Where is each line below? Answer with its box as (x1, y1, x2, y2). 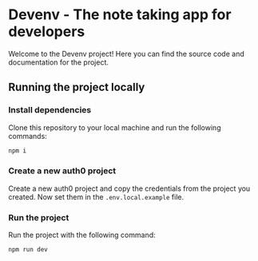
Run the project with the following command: (8, 230, 156, 240)
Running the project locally (8, 81, 145, 94)
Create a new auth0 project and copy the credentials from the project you (8, 184, 251, 193)
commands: (8, 131, 48, 140)
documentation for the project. (8, 57, 109, 67)
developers (8, 22, 85, 41)
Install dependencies (8, 105, 92, 116)
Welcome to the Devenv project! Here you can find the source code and (8, 49, 245, 58)
